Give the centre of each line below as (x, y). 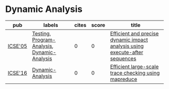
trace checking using (135, 72)
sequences (123, 58)
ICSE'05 (18, 46)
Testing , (41, 33)
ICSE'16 (18, 72)
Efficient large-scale (134, 66)
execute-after (126, 52)
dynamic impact (129, 39)
